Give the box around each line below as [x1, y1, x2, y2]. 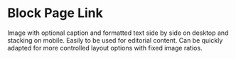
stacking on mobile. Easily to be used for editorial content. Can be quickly [7, 36, 223, 44]
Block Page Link [7, 5, 103, 21]
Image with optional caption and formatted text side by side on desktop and [7, 28, 229, 37]
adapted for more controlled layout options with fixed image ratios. [7, 43, 203, 52]
